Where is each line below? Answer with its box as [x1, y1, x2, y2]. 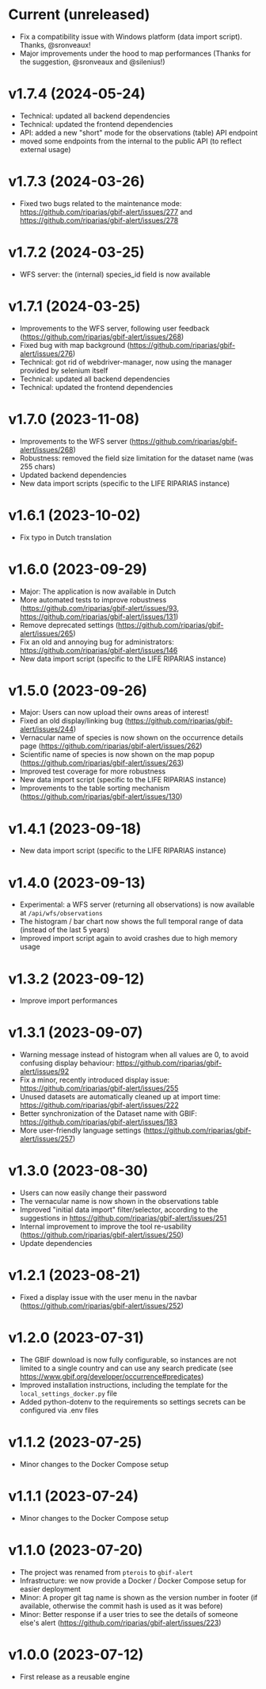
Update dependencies [19, 1239, 93, 1248]
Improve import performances [19, 996, 118, 1006]
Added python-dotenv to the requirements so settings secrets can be [19, 1397, 246, 1406]
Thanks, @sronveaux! [19, 40, 91, 49]
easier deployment [19, 1584, 82, 1594]
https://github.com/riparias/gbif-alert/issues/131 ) [19, 612, 179, 621]
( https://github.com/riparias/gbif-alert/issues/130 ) [19, 792, 183, 801]
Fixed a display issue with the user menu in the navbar [19, 1293, 198, 1302]
